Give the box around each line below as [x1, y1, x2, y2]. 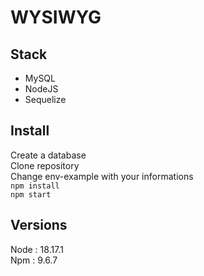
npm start [10, 189, 52, 200]
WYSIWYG [10, 6, 102, 29]
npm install [10, 181, 60, 191]
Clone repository [10, 159, 80, 171]
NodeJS [24, 83, 59, 95]
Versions [10, 217, 68, 234]
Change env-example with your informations [10, 170, 194, 182]
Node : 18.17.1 [10, 243, 64, 255]
